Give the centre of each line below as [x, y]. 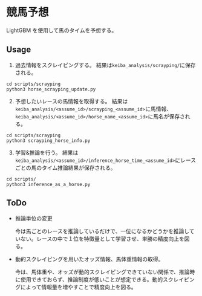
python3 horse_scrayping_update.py [51, 89]
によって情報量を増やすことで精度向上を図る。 [79, 287]
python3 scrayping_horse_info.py [48, 140]
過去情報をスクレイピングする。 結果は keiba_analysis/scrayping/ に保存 [105, 65]
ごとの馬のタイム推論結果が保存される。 [65, 167]
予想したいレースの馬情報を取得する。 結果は [71, 101]
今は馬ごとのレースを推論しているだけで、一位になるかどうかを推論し [102, 231]
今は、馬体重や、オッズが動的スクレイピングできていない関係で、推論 [102, 272]
